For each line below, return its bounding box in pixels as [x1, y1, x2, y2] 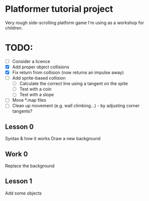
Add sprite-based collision [12, 75, 66, 81]
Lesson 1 [5, 177, 32, 185]
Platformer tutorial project [5, 3, 113, 15]
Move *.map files [12, 97, 47, 103]
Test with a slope [19, 92, 54, 98]
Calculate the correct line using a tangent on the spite [19, 81, 128, 86]
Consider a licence [12, 58, 50, 64]
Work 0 [5, 150, 28, 158]
